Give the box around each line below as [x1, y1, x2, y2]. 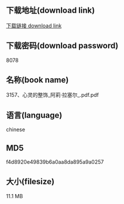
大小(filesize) [6, 177, 54, 187]
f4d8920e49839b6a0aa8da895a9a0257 [6, 159, 104, 166]
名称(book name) [6, 75, 69, 85]
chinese [6, 126, 25, 133]
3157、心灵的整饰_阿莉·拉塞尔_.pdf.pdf [6, 92, 99, 99]
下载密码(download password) [6, 41, 119, 51]
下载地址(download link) [6, 5, 95, 16]
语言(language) [6, 110, 63, 120]
